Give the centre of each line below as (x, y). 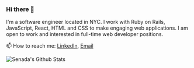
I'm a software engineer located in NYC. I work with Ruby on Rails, (86, 22)
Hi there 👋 (20, 9)
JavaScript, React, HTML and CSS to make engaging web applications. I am (97, 28)
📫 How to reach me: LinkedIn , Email (50, 46)
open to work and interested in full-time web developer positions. (85, 34)
